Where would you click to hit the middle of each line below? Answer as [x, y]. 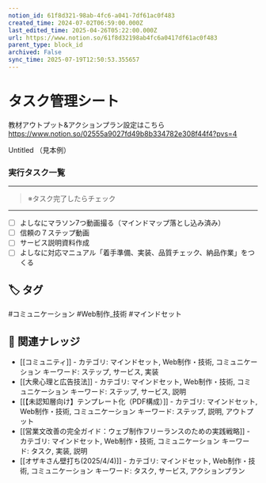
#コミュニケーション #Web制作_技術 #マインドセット [95, 314]
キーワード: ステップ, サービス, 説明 [128, 391]
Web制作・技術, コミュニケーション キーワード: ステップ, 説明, [122, 411]
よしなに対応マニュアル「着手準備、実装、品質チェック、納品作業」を [134, 253]
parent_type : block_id [46, 45]
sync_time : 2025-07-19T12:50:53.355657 [74, 60]
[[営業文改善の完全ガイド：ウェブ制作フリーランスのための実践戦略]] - [135, 431]
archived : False [35, 52]
